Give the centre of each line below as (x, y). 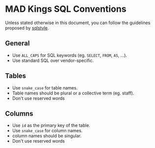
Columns (19, 113)
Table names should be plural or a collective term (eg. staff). (73, 93)
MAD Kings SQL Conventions (66, 9)
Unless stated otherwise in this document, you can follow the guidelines (78, 23)
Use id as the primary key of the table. (51, 125)
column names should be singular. (47, 136)
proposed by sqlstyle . (27, 28)
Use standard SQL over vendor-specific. (53, 60)
